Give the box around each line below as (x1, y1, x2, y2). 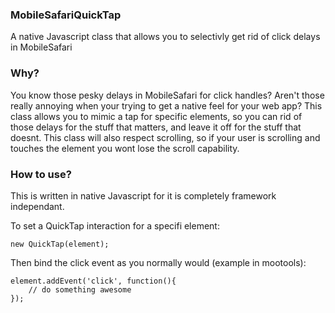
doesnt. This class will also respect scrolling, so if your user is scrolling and (10, 131, 321, 143)
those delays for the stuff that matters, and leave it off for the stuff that (10, 121, 302, 133)
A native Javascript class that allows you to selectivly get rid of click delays (10, 31, 321, 43)
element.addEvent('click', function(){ (10, 276, 177, 286)
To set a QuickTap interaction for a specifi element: (10, 219, 220, 232)
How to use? (10, 167, 72, 181)
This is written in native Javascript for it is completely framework (10, 189, 277, 202)
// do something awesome (28, 284, 132, 295)
